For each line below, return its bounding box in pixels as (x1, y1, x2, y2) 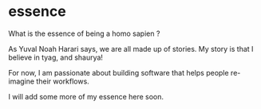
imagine (8, 76, 34, 86)
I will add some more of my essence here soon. (8, 91, 164, 101)
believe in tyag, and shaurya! (8, 53, 104, 62)
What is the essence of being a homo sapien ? (8, 29, 160, 38)
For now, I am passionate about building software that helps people (8, 68, 229, 77)
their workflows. (35, 76, 89, 86)
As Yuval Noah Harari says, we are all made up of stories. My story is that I (8, 44, 254, 53)
